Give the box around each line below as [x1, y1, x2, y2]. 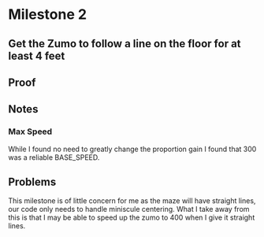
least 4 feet [8, 49, 65, 62]
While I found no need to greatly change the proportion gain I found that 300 [8, 144, 257, 154]
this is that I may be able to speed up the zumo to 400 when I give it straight [8, 213, 255, 222]
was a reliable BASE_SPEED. [8, 152, 100, 162]
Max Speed [8, 126, 53, 137]
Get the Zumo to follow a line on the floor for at [8, 37, 242, 50]
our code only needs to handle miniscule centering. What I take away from [8, 205, 250, 214]
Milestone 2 [8, 6, 87, 24]
